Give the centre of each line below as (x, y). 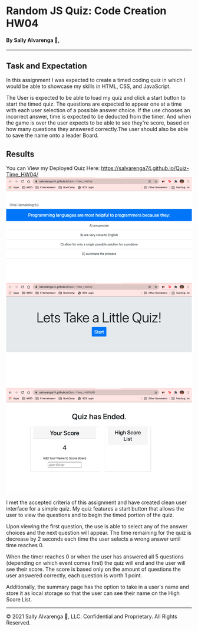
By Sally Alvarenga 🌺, (33, 40)
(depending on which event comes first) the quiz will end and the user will (96, 563)
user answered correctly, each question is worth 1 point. (74, 575)
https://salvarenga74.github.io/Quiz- (145, 168)
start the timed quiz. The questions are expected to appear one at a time (94, 104)
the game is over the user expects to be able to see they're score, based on (98, 123)
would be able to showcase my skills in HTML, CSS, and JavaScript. (88, 86)
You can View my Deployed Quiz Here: (53, 168)
